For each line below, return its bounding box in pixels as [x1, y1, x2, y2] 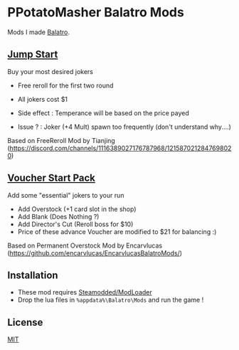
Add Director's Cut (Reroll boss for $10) [17, 220, 134, 228]
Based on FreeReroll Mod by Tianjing [7, 136, 115, 144]
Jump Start [7, 48, 58, 60]
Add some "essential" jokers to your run [7, 191, 124, 199]
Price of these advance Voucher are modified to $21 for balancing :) [17, 227, 217, 235]
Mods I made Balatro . [7, 28, 70, 36]
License [7, 316, 43, 328]
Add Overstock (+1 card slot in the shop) [17, 204, 137, 213]
